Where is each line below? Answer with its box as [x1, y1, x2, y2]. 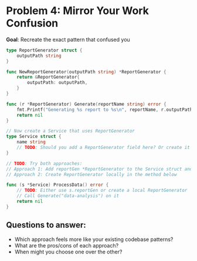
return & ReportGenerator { [16, 74, 80, 80]
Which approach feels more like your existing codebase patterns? [14, 236, 174, 243]
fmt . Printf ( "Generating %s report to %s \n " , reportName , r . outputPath [16, 107, 193, 113]
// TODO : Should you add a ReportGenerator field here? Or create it [16, 145, 191, 151]
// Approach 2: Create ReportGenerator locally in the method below [6, 171, 177, 177]
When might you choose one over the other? [14, 248, 123, 255]
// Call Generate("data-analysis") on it [16, 193, 119, 199]
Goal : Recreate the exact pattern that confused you [6, 36, 130, 43]
